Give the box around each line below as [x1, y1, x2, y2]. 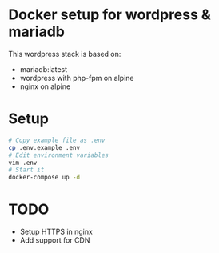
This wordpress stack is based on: [8, 49, 121, 58]
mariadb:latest [19, 64, 68, 74]
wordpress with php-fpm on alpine [19, 73, 134, 82]
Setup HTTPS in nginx [19, 227, 94, 237]
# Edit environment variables [8, 151, 109, 159]
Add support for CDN [19, 235, 90, 245]
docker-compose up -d [8, 174, 81, 182]
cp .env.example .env [8, 143, 81, 151]
